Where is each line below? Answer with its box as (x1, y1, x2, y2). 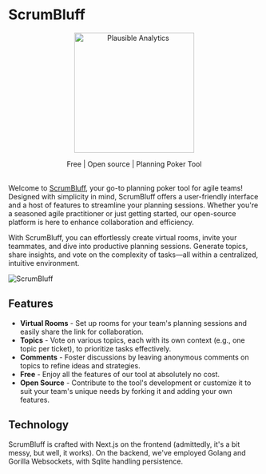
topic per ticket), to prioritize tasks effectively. (19, 343, 172, 353)
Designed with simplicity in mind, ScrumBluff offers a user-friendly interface (8, 191, 259, 201)
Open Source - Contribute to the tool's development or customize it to (19, 378, 252, 388)
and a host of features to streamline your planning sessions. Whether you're (8, 200, 259, 210)
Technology (8, 418, 69, 432)
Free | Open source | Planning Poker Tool (66, 159, 202, 169)
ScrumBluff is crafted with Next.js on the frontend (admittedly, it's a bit (8, 439, 240, 449)
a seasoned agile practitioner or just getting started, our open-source (8, 208, 236, 218)
